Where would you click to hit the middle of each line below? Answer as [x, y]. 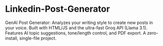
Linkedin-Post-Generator [58, 9]
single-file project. [38, 38]
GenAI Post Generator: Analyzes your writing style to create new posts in [79, 23]
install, [12, 38]
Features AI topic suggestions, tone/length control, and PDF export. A [76, 33]
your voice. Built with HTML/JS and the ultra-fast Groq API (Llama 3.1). [76, 27]
